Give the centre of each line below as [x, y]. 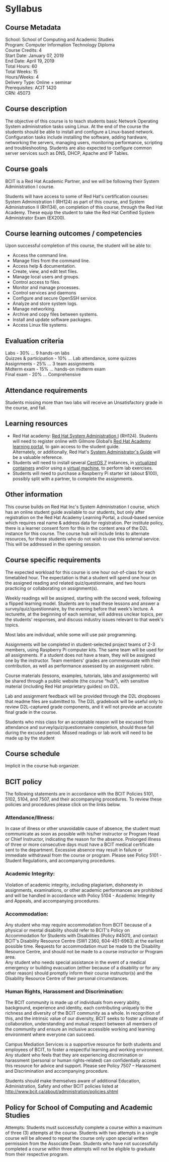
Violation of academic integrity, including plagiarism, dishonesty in [74, 885]
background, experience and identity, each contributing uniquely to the [79, 1008]
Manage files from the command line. [51, 261]
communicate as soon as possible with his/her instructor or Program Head [82, 834]
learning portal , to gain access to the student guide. [66, 446]
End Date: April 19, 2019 [30, 61]
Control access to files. [36, 282]
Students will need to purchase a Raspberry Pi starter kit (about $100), [85, 473]
